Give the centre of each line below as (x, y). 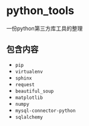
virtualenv (29, 72)
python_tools (40, 11)
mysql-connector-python (45, 111)
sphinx (23, 78)
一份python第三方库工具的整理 (44, 28)
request (25, 84)
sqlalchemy (29, 117)
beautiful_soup (34, 91)
